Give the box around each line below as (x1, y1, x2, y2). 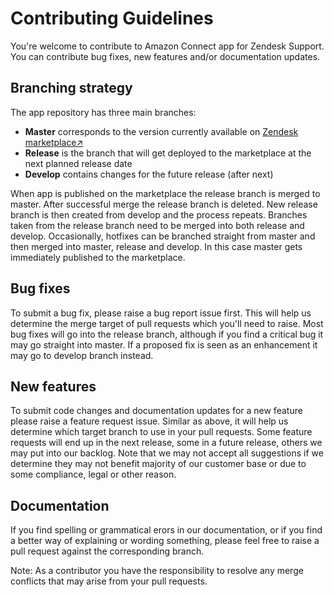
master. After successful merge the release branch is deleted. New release (10, 198, 318, 210)
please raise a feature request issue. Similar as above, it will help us (10, 415, 289, 427)
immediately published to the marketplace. (10, 251, 186, 263)
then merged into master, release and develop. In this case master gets (10, 240, 303, 252)
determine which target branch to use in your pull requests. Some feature (10, 426, 313, 438)
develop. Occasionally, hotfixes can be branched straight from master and (10, 230, 316, 242)
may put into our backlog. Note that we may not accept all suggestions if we (10, 447, 324, 459)
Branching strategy (10, 80, 133, 97)
